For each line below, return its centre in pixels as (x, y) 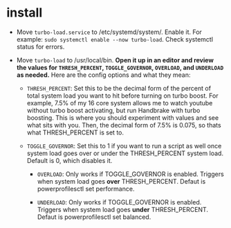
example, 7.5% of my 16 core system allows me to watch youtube (120, 103)
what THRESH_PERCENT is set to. (75, 132)
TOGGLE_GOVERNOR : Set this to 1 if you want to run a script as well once (124, 146)
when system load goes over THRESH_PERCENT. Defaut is (121, 181)
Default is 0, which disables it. (70, 160)
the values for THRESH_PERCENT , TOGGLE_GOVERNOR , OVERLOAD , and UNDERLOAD (120, 67)
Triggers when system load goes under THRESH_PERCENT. (123, 209)
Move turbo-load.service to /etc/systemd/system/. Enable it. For (109, 32)
